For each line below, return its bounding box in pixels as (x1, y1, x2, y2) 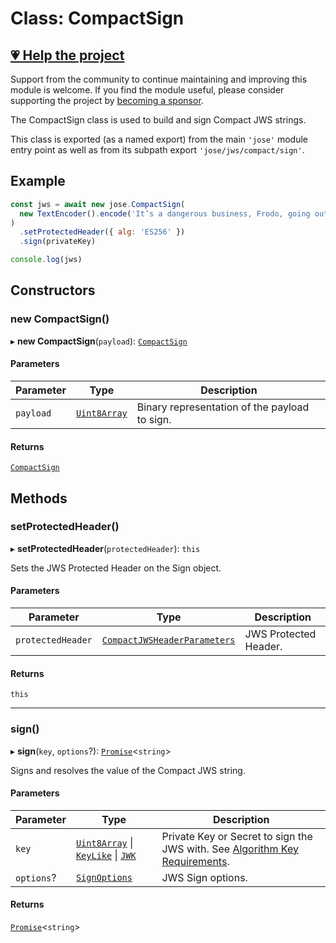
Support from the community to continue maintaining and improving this (10, 73, 308, 85)
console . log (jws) (10, 255, 83, 265)
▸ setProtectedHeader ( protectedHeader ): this (10, 542, 201, 554)
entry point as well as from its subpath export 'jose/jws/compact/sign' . (10, 144, 305, 156)
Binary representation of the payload (136, 400, 310, 414)
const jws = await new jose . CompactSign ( (10, 199, 186, 209)
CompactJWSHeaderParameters (101, 635, 236, 646)
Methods (10, 490, 68, 507)
